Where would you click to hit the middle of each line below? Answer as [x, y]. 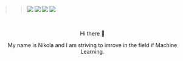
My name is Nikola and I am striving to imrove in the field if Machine [92, 45]
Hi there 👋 [92, 34]
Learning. [92, 52]
